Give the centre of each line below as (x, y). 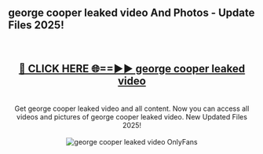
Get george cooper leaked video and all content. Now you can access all (132, 108)
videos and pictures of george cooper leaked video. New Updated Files (132, 116)
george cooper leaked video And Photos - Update (131, 13)
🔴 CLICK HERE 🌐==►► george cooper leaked (132, 69)
